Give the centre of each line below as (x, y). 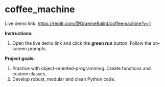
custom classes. (29, 74)
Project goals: (20, 58)
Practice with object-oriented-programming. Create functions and (81, 68)
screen (19, 48)
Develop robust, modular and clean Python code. (64, 79)
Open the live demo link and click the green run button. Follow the (82, 43)
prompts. (37, 48)
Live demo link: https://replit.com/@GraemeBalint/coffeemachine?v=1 (78, 23)
